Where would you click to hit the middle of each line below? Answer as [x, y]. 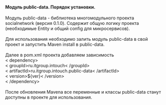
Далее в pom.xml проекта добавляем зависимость [59, 55]
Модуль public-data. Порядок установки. [50, 7]
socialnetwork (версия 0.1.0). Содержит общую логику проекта [72, 23]
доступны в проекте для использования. [49, 98]
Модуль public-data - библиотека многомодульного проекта [70, 18]
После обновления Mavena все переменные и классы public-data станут [83, 92]
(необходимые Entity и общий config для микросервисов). [67, 29]
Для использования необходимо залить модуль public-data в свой [77, 39]
